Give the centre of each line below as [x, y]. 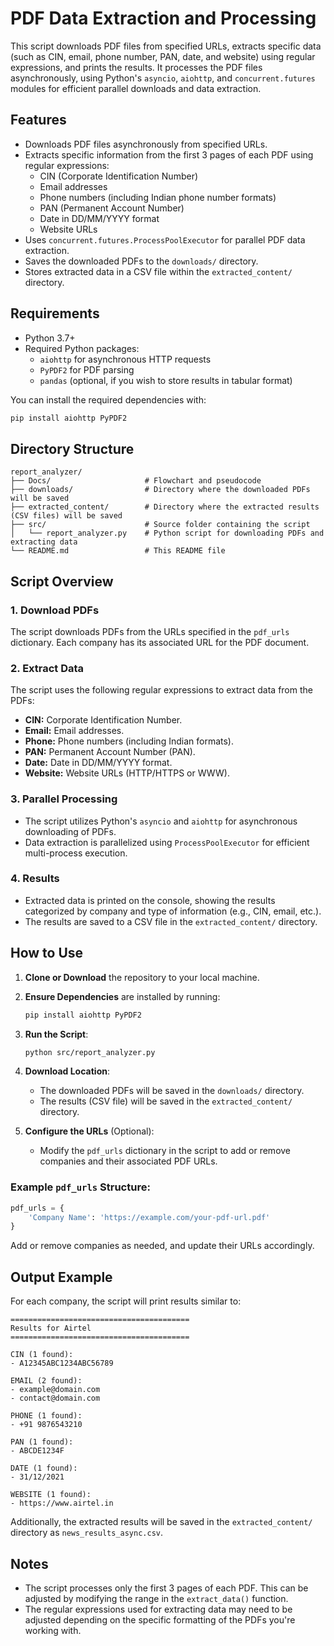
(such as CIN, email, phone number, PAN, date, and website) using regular [163, 56]
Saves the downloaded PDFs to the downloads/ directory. [141, 261]
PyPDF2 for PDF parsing [87, 369]
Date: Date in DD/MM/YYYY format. [98, 763]
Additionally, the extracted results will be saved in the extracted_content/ [161, 1522]
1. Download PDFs [55, 610]
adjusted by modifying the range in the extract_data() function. [156, 1598]
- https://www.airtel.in [62, 1503]
